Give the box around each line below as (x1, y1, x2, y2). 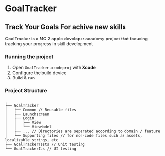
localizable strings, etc (5, 137, 58, 142)
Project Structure (5, 87, 47, 94)
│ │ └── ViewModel (5, 124, 52, 129)
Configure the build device (12, 70, 67, 76)
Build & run (12, 75, 35, 81)
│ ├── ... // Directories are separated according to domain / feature (5, 129, 161, 134)
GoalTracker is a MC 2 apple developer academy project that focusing (5, 36, 148, 41)
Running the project (5, 53, 54, 60)
